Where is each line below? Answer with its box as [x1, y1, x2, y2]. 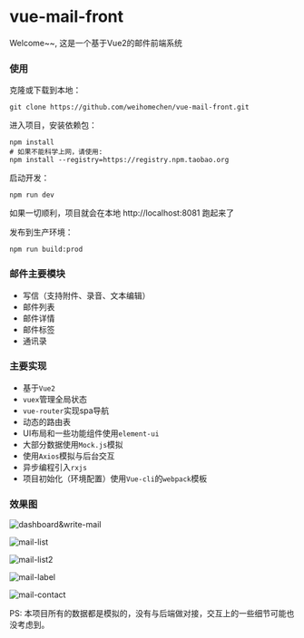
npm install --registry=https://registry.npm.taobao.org [9, 156, 230, 165]
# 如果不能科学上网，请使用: [9, 148, 103, 157]
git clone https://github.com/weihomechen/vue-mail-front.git [9, 102, 250, 112]
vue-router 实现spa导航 [22, 405, 110, 416]
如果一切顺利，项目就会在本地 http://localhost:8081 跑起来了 [9, 208, 234, 218]
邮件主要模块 [9, 267, 66, 280]
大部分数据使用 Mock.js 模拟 [22, 439, 123, 449]
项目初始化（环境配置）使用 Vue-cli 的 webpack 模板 [22, 473, 208, 484]
